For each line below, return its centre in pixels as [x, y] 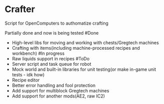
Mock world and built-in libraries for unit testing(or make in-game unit [84, 69]
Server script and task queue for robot [51, 64]
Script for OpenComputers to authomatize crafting [57, 23]
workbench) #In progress [38, 53]
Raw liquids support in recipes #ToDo [51, 58]
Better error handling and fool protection [54, 85]
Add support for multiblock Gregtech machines [60, 90]
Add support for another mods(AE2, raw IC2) [58, 96]
